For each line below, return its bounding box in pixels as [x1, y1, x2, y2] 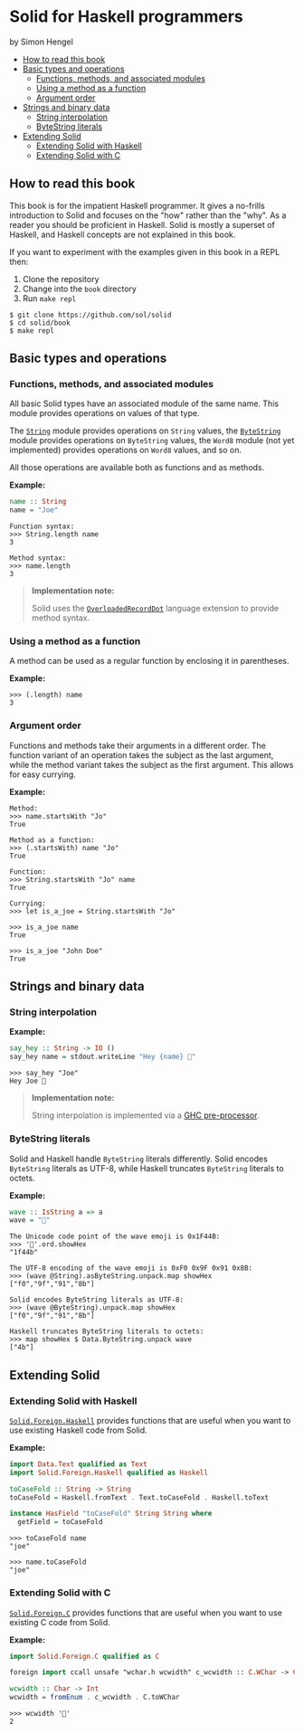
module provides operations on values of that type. [9, 408, 200, 419]
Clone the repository [22, 273, 100, 284]
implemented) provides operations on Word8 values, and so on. [9, 445, 242, 456]
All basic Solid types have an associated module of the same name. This [9, 398, 279, 409]
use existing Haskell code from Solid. [9, 1425, 147, 1435]
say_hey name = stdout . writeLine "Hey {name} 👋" [9, 1052, 196, 1062]
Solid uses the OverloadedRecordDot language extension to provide [31, 603, 280, 614]
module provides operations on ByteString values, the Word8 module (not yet [9, 435, 295, 446]
